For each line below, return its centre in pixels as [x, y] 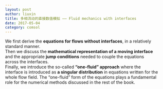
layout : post [18, 9]
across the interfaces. [27, 62]
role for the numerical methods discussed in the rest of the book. [70, 82]
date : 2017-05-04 [23, 23]
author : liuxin [20, 14]
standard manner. [23, 46]
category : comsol [23, 28]
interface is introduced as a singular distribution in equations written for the [81, 72]
